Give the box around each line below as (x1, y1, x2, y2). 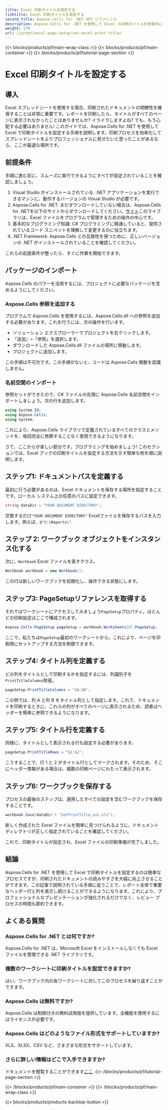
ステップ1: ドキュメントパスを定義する (5, 472, 124, 481)
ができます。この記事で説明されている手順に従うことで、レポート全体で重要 (5, 881, 162, 887)
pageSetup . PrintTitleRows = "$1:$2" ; (5, 750, 84, 755)
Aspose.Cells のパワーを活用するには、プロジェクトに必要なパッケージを (5, 280, 156, 286)
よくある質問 (5, 917, 45, 925)
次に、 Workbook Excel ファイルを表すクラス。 (5, 558, 98, 564)
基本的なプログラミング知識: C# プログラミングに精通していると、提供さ (12, 220, 162, 227)
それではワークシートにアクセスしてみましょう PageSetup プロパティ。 (5, 608, 147, 614)
